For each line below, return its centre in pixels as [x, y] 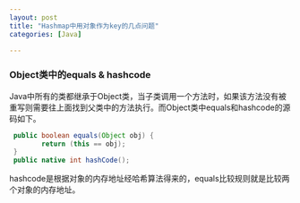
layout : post [34, 17]
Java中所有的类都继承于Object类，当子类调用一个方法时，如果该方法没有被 [148, 96]
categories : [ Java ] [46, 34]
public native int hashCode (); [71, 161]
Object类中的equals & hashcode [80, 75]
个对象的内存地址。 [45, 190]
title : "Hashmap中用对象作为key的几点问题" [84, 26]
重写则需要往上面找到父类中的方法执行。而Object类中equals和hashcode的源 [150, 107]
